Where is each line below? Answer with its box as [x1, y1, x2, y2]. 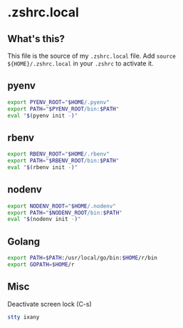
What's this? [7, 33, 66, 45]
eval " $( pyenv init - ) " [7, 112, 78, 119]
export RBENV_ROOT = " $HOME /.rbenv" [7, 150, 110, 158]
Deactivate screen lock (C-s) [7, 299, 93, 308]
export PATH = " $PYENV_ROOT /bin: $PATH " [7, 105, 120, 113]
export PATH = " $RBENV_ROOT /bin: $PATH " [7, 158, 120, 165]
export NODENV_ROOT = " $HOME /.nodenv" [7, 203, 116, 210]
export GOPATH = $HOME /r [7, 261, 75, 268]
